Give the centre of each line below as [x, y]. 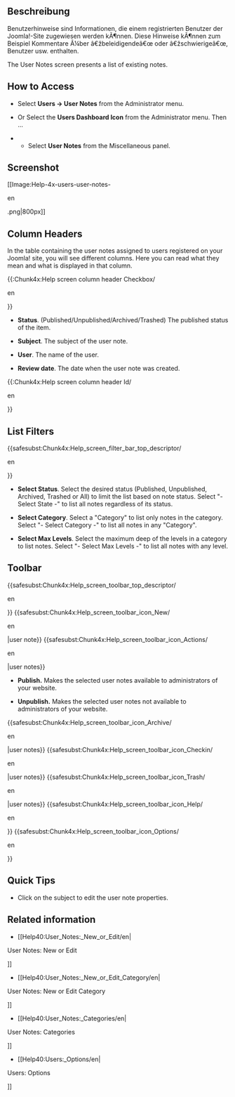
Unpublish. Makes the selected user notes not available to [102, 701]
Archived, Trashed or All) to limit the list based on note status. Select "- [120, 497]
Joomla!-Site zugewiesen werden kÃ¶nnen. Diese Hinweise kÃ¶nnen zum [114, 36]
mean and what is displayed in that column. [70, 265]
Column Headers [45, 234]
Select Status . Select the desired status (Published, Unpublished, [112, 489]
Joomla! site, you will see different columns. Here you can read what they [113, 258]
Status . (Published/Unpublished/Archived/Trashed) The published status [123, 320]
